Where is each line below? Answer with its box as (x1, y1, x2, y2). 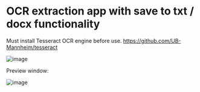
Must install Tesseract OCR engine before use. (6, 37, 122, 44)
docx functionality (6, 17, 100, 31)
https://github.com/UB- (123, 37, 181, 44)
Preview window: (6, 67, 49, 74)
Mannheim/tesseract (6, 44, 58, 51)
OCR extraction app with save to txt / (6, 4, 195, 18)
